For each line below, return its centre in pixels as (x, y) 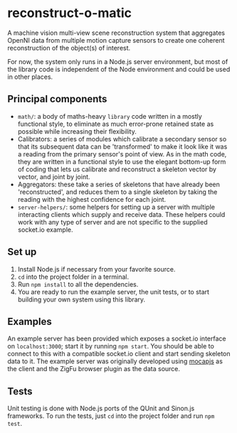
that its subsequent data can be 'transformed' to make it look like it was (122, 146)
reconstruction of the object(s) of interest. (69, 48)
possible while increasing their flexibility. (77, 131)
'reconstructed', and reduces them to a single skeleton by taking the (117, 192)
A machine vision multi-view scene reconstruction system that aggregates (116, 33)
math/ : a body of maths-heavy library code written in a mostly (110, 116)
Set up (22, 252)
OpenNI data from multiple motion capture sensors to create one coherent (116, 40)
